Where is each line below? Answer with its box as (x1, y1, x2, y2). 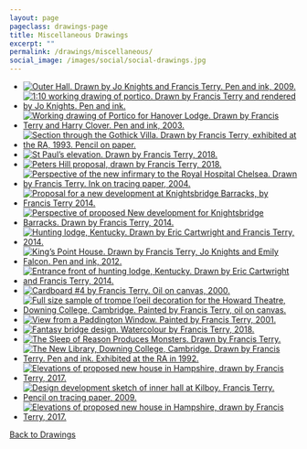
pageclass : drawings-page (9, 22, 108, 31)
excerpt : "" (9, 38, 55, 48)
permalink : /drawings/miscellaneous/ (9, 48, 153, 57)
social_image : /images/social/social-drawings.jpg (9, 56, 206, 65)
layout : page (9, 13, 59, 23)
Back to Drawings (9, 429, 76, 440)
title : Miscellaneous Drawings (9, 30, 129, 39)
